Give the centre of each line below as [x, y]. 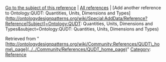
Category [140, 49]
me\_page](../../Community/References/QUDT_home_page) [66, 49]
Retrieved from [21, 38]
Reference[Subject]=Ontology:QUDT [43, 23]
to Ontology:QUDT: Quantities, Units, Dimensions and [60, 13]
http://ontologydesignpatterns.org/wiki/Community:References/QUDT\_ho [83, 44]
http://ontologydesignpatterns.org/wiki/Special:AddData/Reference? [77, 18]
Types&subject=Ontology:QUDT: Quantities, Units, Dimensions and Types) [82, 29]
